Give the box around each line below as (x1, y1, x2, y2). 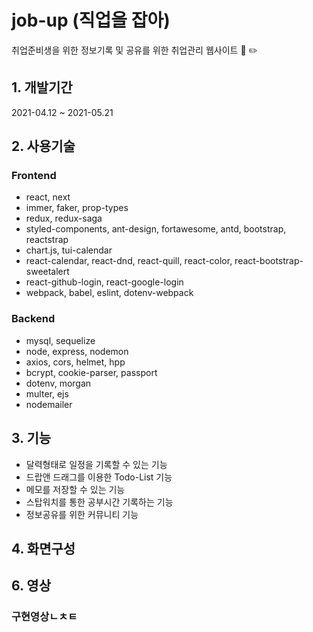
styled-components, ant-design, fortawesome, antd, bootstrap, (25, 223, 287, 235)
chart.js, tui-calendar (25, 244, 113, 256)
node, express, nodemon (25, 345, 129, 357)
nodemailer (25, 398, 73, 410)
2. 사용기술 (11, 138, 76, 155)
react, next (25, 191, 71, 203)
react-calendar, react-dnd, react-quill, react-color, (25, 255, 233, 267)
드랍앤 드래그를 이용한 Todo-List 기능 (25, 471, 173, 483)
